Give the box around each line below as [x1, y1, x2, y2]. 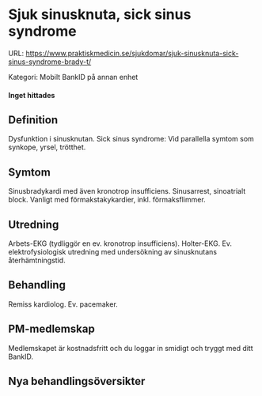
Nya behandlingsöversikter [8, 374, 146, 388]
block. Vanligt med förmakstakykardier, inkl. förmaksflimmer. [8, 195, 206, 205]
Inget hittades [8, 90, 55, 100]
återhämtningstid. [8, 255, 66, 265]
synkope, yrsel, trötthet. [8, 142, 86, 152]
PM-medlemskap [8, 322, 95, 336]
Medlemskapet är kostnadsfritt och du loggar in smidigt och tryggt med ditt [8, 343, 253, 353]
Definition [8, 113, 58, 126]
